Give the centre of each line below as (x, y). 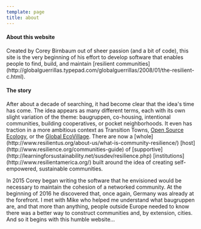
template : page (26, 12)
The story (19, 90)
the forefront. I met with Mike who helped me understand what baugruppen (101, 200)
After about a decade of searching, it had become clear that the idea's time (100, 104)
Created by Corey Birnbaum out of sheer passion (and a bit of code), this (97, 51)
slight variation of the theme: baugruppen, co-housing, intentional (89, 117)
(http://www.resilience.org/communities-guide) (65, 149)
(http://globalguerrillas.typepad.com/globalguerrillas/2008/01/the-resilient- (100, 70)
